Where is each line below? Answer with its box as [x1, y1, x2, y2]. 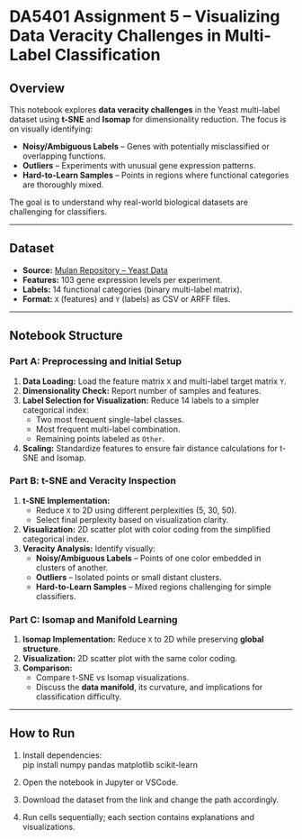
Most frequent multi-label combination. [35, 424, 182, 434]
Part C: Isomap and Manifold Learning [9, 613, 178, 625]
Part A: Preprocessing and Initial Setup [9, 355, 182, 368]
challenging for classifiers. [9, 206, 108, 217]
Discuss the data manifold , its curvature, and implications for [35, 682, 263, 693]
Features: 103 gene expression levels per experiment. [22, 274, 223, 285]
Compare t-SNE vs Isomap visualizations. [35, 672, 190, 683]
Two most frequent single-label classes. [35, 414, 184, 424]
